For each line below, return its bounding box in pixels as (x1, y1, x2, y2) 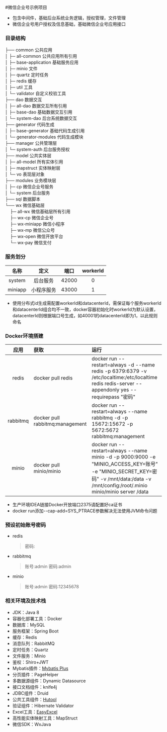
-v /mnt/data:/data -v (100, 475, 152, 482)
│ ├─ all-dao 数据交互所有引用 (5, 103, 67, 109)
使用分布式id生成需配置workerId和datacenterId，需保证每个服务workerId (12, 300, 162, 306)
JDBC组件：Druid (12, 690, 49, 696)
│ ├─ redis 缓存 (5, 78, 37, 84)
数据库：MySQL (12, 622, 45, 628)
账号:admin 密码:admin (24, 563, 72, 569)
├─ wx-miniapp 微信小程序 (9, 221, 65, 227)
